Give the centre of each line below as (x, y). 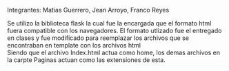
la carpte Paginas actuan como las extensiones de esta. (86, 60)
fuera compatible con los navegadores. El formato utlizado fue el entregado (114, 31)
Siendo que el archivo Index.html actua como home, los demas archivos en (114, 52)
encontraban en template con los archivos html (74, 45)
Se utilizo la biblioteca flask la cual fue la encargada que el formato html (109, 23)
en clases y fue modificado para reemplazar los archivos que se (98, 38)
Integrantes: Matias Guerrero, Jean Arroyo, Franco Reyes (88, 10)
